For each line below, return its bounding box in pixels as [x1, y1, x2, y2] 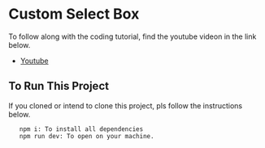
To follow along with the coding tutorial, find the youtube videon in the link [8, 32, 257, 41]
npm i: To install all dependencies [19, 125, 144, 133]
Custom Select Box [8, 5, 140, 23]
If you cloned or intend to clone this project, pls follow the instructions [8, 100, 243, 110]
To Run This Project [8, 79, 110, 93]
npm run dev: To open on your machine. [19, 132, 154, 140]
